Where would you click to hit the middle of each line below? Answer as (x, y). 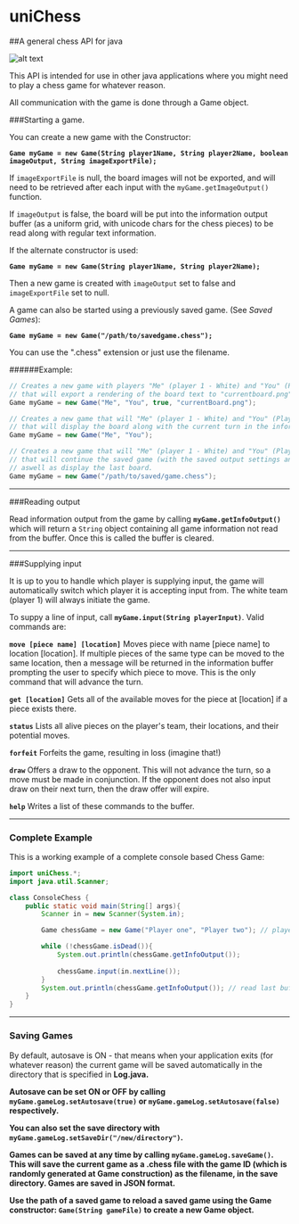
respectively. (34, 1110)
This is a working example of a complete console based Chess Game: (137, 856)
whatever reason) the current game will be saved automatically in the (136, 1064)
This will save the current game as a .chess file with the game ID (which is (148, 1164)
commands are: (38, 626)
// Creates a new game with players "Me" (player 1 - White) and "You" (145, 385)
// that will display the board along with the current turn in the (139, 427)
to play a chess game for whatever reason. (88, 85)
